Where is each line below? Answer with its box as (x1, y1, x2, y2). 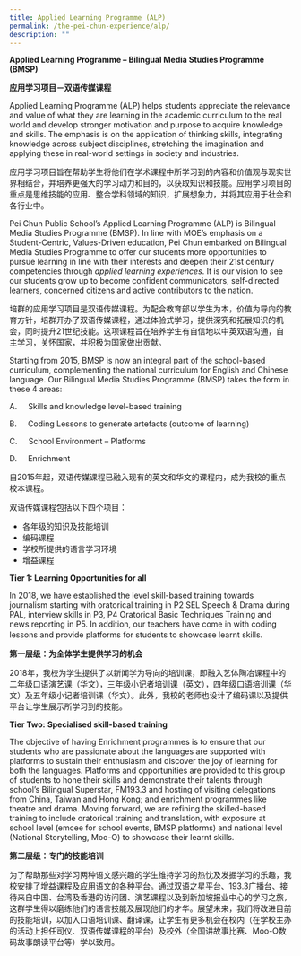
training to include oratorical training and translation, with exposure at (9, 813, 266, 824)
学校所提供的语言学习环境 (21, 544, 117, 555)
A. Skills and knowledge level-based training (9, 401, 182, 412)
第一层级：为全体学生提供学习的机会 (9, 648, 143, 660)
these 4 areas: (9, 383, 63, 395)
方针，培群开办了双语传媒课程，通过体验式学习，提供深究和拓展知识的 (16, 315, 276, 326)
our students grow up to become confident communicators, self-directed (9, 276, 279, 286)
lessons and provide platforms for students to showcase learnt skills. (9, 629, 263, 640)
